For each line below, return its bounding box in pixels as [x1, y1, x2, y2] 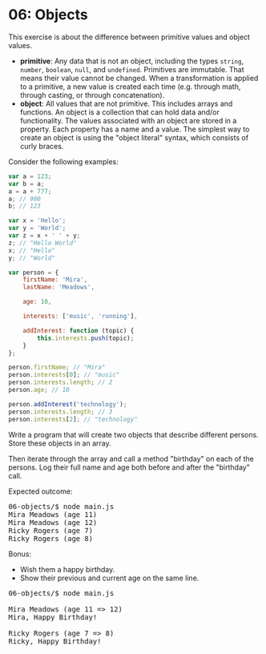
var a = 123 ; [8, 172, 52, 180]
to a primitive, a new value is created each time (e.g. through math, [19, 82, 241, 91]
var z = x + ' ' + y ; [8, 232, 81, 240]
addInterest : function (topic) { [22, 326, 135, 334]
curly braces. [19, 141, 64, 151]
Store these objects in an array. [8, 438, 111, 448]
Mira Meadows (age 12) [8, 518, 98, 527]
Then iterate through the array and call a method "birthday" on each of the [8, 454, 255, 463]
